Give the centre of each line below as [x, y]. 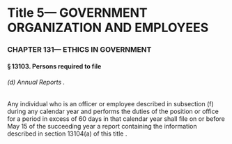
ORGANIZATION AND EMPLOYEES [108, 28]
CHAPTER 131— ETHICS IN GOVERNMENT [79, 50]
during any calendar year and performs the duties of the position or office [113, 111]
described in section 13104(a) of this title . [67, 134]
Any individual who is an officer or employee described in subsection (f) [110, 103]
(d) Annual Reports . [36, 82]
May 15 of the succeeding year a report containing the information [102, 126]
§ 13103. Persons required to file [54, 66]
